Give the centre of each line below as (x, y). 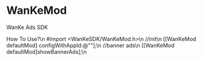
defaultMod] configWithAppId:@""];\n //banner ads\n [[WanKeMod (91, 45)
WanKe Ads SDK (27, 27)
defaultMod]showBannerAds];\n (47, 51)
